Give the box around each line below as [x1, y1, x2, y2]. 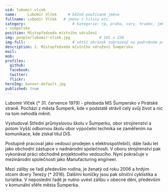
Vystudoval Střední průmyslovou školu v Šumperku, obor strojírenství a [5, 120, 151, 126]
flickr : [9, 77, 26, 82]
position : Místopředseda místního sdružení [5, 30, 97, 35]
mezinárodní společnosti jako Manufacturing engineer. [5, 156, 117, 162]
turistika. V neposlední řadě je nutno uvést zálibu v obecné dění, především [5, 177, 160, 183]
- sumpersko [5, 26, 30, 31]
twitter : [9, 72, 28, 77]
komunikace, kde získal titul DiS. [5, 131, 71, 137]
